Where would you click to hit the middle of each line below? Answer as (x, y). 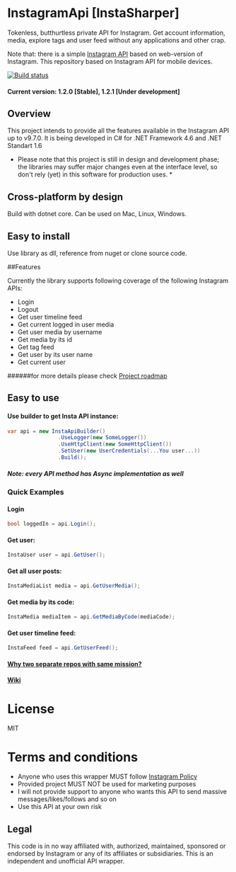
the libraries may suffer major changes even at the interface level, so (117, 167)
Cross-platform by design (65, 197)
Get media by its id (45, 339)
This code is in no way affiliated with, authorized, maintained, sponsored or (117, 846)
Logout (28, 309)
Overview (29, 114)
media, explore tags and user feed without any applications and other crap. (117, 40)
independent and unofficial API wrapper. (66, 861)
